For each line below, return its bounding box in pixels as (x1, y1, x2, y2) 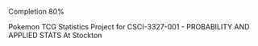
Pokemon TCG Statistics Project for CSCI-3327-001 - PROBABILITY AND (8, 22, 250, 31)
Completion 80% (8, 7, 64, 16)
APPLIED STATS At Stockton (8, 31, 102, 40)
